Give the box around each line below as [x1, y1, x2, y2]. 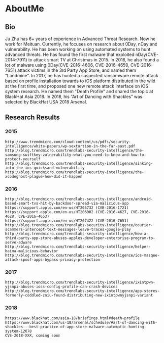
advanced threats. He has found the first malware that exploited [5, 51, 134, 57]
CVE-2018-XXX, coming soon [5, 333, 61, 338]
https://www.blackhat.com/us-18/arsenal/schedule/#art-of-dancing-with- [5, 320, 158, 325]
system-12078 [5, 329, 32, 334]
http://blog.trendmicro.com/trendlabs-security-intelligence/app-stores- [5, 289, 160, 294]
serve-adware [5, 240, 32, 245]
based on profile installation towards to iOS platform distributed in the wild [5, 78, 156, 84]
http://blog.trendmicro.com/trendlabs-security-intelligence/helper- [5, 244, 151, 249]
